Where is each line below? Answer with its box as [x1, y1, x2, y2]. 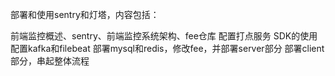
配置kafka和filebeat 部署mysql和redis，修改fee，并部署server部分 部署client [10, 43, 325, 54]
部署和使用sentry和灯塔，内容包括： [10, 9, 160, 20]
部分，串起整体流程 [10, 55, 90, 67]
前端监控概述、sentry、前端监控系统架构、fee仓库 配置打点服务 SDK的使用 [10, 30, 318, 42]
